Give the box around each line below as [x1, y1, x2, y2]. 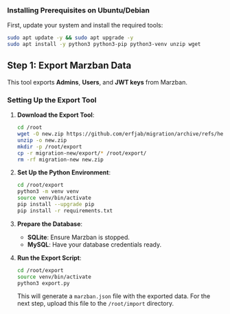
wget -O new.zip [16, 131, 64, 137]
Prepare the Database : [16, 219, 83, 228]
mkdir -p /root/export [16, 143, 82, 150]
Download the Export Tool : [16, 111, 95, 119]
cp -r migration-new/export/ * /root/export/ [16, 150, 147, 157]
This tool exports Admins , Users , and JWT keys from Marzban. [7, 78, 187, 86]
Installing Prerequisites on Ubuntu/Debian [7, 5, 150, 15]
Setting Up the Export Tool [7, 95, 97, 104]
